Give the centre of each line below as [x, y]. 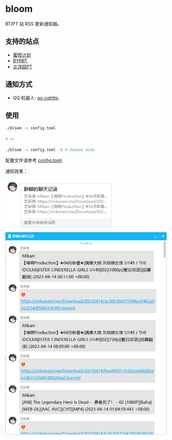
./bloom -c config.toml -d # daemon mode [50, 150]
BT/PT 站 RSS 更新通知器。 [34, 24]
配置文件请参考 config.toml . [34, 160]
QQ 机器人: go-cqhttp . [36, 97]
